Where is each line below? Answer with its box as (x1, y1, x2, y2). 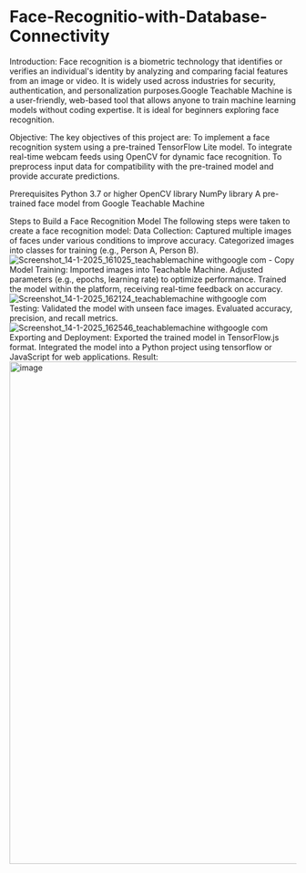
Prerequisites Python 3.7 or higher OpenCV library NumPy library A (9, 188, 261, 199)
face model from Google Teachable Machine (37, 198, 205, 209)
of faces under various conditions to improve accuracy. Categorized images (9, 234, 294, 245)
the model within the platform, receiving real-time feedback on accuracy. (9, 283, 283, 294)
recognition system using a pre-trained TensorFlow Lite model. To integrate (9, 141, 293, 152)
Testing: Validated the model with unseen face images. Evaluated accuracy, (9, 303, 293, 314)
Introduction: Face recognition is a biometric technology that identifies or (9, 56, 283, 67)
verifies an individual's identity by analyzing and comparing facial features (9, 66, 289, 77)
